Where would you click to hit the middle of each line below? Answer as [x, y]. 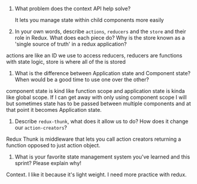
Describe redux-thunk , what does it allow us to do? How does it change [101, 121]
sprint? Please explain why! [48, 163]
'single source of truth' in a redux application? [71, 44]
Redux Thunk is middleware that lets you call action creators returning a [94, 139]
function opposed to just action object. [53, 145]
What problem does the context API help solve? [73, 9]
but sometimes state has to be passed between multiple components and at [98, 104]
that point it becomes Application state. [54, 110]
